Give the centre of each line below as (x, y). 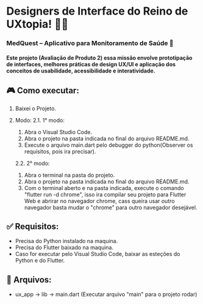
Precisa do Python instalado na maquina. (66, 241)
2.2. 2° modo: (32, 163)
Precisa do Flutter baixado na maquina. (64, 247)
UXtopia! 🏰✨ (37, 24)
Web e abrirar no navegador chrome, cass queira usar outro (99, 201)
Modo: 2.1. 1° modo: (40, 120)
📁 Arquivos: (29, 279)
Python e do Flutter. (40, 261)
